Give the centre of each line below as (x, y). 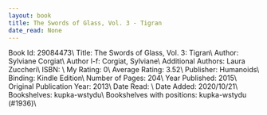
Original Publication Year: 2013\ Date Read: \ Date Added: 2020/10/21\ (123, 86)
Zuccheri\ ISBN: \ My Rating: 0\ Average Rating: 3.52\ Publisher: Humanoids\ (134, 70)
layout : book (30, 15)
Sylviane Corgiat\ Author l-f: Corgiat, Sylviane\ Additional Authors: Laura (127, 61)
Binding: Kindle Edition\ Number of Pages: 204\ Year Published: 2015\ (123, 78)
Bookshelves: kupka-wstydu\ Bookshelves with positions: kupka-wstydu (128, 95)
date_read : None (35, 30)
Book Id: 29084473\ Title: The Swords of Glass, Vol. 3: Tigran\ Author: (124, 53)
